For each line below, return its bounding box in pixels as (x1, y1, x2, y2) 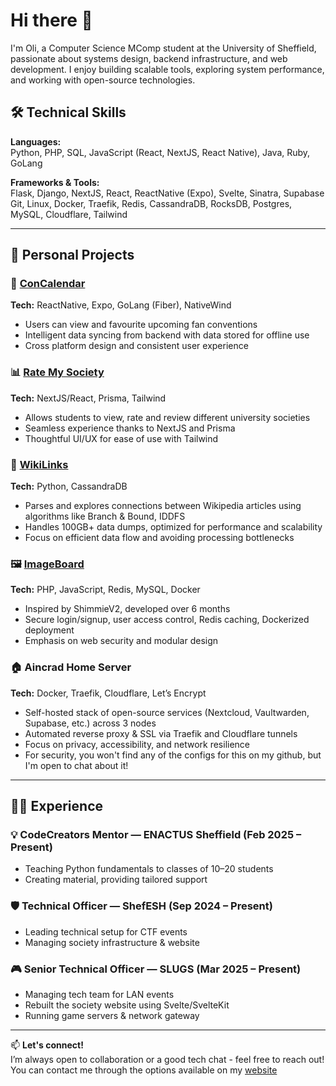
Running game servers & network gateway (24, 1009, 200, 1021)
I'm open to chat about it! (24, 759, 129, 771)
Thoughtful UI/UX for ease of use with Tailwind (24, 432, 219, 444)
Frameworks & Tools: (10, 176, 100, 188)
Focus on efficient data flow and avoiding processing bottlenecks (24, 532, 295, 544)
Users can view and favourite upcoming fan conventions (24, 319, 258, 331)
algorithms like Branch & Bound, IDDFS (24, 510, 186, 523)
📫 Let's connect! (10, 1039, 84, 1051)
